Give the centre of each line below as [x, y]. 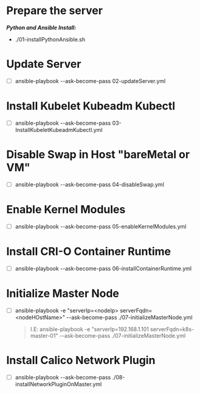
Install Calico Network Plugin [81, 360]
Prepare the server [55, 11]
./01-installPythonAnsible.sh [50, 39]
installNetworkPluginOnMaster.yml [58, 384]
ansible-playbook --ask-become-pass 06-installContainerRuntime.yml [103, 268]
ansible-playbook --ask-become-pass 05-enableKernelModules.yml [101, 226]
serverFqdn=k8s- [172, 329]
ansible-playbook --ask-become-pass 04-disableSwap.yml [89, 184]
